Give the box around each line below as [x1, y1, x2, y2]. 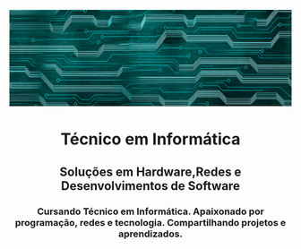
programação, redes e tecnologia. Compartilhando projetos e [14, 217, 287, 229]
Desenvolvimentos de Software [61, 178, 240, 193]
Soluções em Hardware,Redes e [59, 165, 242, 180]
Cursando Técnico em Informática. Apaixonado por [37, 205, 264, 218]
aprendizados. [117, 228, 184, 240]
